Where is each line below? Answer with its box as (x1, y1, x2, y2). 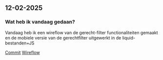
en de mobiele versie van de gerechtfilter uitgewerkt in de (5, 35, 122, 40)
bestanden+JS (5, 40, 35, 46)
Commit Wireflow (5, 49, 40, 55)
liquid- (122, 35, 136, 40)
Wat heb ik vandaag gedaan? (5, 19, 75, 25)
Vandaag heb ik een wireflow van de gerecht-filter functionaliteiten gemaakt (5, 29, 158, 36)
